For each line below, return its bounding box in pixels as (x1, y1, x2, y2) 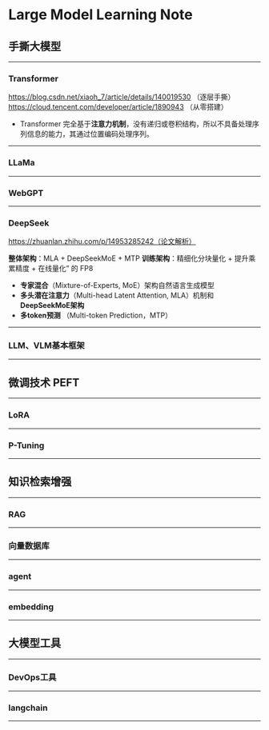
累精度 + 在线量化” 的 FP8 (8, 264, 94, 273)
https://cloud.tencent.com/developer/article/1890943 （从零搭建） (8, 102, 228, 112)
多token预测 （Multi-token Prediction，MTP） (19, 310, 173, 321)
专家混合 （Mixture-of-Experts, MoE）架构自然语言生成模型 (19, 281, 215, 290)
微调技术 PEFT (8, 376, 80, 389)
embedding (8, 601, 54, 612)
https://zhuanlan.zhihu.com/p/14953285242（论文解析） (8, 237, 196, 246)
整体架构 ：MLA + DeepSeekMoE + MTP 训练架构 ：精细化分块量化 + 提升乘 (8, 253, 256, 263)
